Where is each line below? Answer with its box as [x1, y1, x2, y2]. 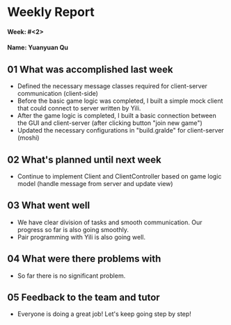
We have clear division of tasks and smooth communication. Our [17, 218, 202, 226]
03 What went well [7, 199, 90, 212]
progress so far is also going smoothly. [17, 225, 129, 233]
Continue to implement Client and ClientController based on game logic [17, 172, 222, 181]
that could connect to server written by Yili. [17, 104, 141, 112]
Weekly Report [7, 4, 95, 20]
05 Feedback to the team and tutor [7, 292, 160, 303]
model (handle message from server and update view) [17, 180, 173, 187]
